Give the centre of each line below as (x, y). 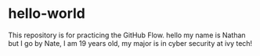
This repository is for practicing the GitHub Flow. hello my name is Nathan (127, 35)
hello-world (47, 14)
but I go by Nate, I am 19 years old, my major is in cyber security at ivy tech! (130, 43)
